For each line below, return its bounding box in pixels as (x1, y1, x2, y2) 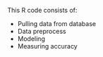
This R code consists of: (7, 6, 78, 14)
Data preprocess (17, 27, 66, 35)
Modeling (17, 34, 46, 43)
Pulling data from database (17, 20, 97, 27)
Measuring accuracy (17, 42, 78, 50)
